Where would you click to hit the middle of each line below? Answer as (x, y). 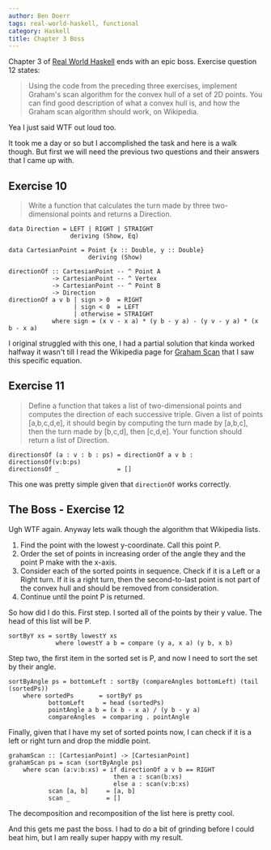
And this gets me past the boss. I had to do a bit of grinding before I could (131, 829)
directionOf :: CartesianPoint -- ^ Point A (85, 272)
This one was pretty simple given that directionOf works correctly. (120, 484)
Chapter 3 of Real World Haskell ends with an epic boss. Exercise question (133, 62)
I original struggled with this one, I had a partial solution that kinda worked (131, 343)
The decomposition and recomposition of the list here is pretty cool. (121, 813)
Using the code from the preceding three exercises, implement (133, 86)
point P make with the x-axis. (68, 562)
